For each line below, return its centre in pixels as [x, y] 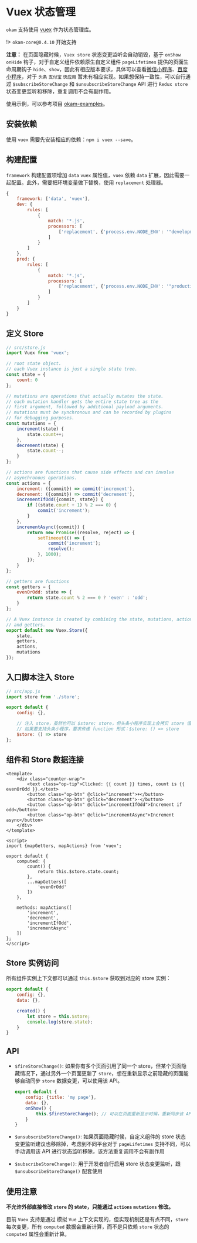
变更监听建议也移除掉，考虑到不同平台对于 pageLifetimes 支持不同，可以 [102, 1144]
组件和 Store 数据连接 [45, 760]
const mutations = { [31, 424]
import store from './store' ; [43, 697]
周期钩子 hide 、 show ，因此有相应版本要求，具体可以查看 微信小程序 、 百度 [99, 69]
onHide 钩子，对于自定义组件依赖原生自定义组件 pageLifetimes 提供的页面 [95, 62]
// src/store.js [26, 348]
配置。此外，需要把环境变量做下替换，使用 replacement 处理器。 [89, 182]
